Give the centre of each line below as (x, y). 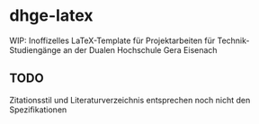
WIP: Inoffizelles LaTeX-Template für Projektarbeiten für (112, 40)
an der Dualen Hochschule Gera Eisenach (140, 49)
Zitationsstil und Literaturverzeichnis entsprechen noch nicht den (130, 100)
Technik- (233, 40)
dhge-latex (51, 16)
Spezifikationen (38, 110)
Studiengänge (35, 49)
